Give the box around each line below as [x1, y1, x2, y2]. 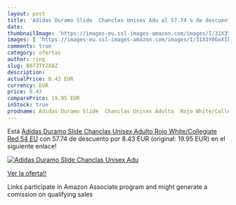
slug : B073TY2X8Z [7, 62, 58, 69]
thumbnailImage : [7, 29, 55, 37]
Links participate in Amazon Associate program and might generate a [7, 183, 208, 191]
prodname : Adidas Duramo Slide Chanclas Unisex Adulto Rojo [7, 108, 193, 115]
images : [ [7, 36, 37, 43]
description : [7, 69, 46, 76]
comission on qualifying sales [7, 190, 93, 198]
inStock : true [7, 101, 49, 108]
